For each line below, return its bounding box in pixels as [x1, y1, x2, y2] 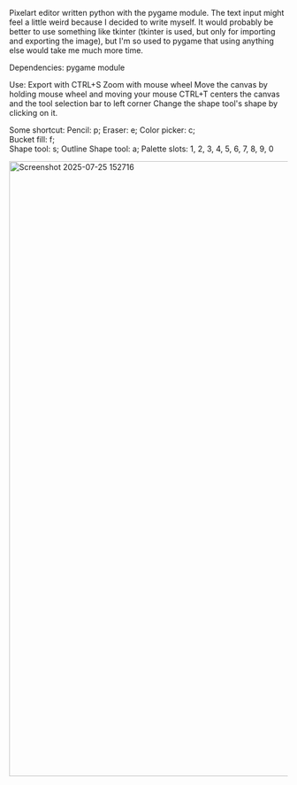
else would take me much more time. [9, 45, 144, 56]
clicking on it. [9, 108, 58, 118]
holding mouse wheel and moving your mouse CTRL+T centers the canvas [9, 89, 280, 99]
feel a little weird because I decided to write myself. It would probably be [9, 17, 274, 27]
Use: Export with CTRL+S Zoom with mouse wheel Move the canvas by [9, 80, 268, 89]
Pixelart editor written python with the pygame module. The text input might [9, 8, 285, 18]
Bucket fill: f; [9, 135, 56, 144]
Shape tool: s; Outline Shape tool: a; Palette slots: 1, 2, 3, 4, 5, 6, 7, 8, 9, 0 [9, 143, 274, 154]
